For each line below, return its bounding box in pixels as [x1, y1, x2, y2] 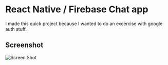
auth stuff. [5, 26, 27, 32]
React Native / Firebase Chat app [5, 4, 148, 15]
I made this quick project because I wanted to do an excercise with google [5, 20, 163, 27]
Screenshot [5, 41, 44, 50]
